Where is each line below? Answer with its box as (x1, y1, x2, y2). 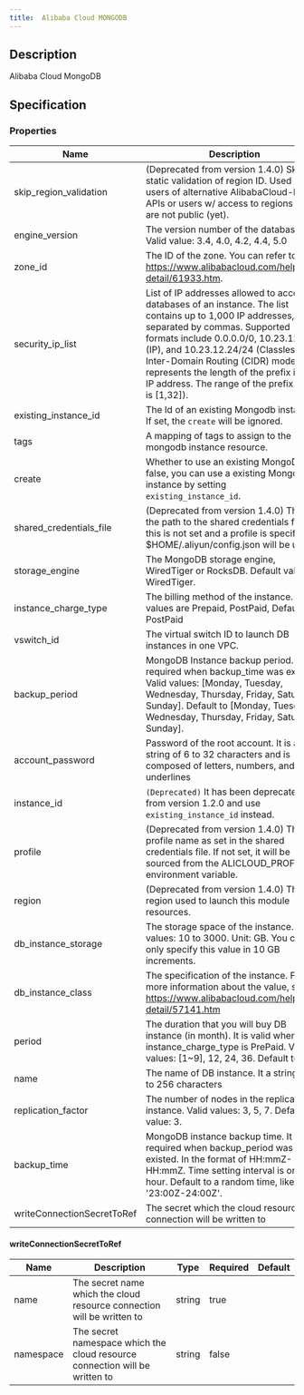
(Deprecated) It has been (145, 785, 252, 798)
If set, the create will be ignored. (145, 415, 283, 427)
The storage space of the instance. (145, 921, 294, 933)
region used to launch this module (145, 894, 290, 907)
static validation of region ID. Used (145, 174, 292, 187)
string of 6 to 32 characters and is (145, 748, 291, 761)
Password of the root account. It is (145, 737, 291, 749)
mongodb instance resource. (145, 441, 269, 454)
